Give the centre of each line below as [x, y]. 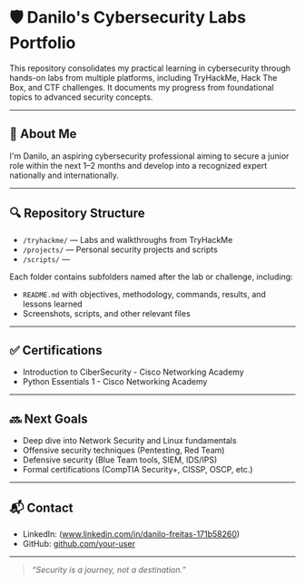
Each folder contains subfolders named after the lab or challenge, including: [151, 277]
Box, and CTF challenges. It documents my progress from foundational [142, 87]
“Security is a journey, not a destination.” [108, 569]
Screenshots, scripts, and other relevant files [106, 313]
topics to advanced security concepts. [81, 97]
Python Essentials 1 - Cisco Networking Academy [115, 382]
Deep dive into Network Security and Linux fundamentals [130, 441]
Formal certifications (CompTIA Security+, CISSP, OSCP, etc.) [138, 470]
